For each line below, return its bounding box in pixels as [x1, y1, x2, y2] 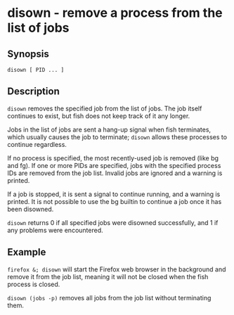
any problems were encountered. [7, 226, 103, 234]
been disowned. [7, 205, 54, 213]
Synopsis [7, 48, 49, 60]
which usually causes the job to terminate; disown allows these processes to [7, 132, 227, 141]
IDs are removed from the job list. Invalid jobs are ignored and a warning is [7, 169, 223, 177]
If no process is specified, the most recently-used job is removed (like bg [7, 153, 219, 162]
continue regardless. [7, 140, 67, 148]
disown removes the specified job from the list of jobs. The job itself [7, 104, 202, 112]
